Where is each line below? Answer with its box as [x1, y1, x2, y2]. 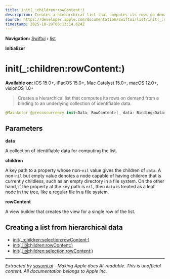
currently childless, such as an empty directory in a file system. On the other [5, 178, 164, 184]
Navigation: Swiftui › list [5, 36, 56, 42]
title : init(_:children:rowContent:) [5, 7, 85, 13]
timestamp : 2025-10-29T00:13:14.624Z [5, 21, 85, 27]
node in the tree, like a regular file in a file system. [5, 189, 109, 195]
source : [5, 17, 22, 22]
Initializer [5, 45, 25, 51]
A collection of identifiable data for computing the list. [5, 148, 117, 154]
